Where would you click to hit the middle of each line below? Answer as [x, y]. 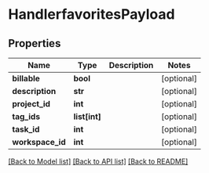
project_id [31, 104]
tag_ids [26, 117]
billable [26, 78]
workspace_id [39, 142]
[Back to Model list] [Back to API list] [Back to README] [98, 161]
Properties [35, 43]
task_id [26, 129]
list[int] [88, 117]
